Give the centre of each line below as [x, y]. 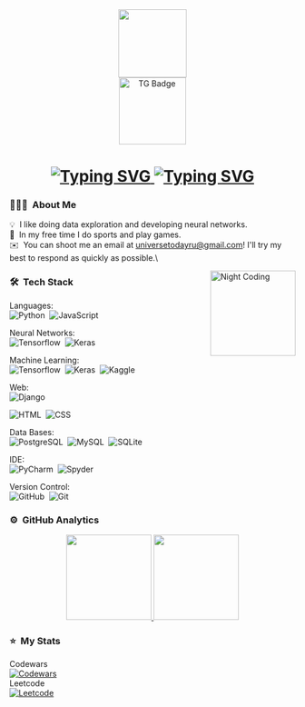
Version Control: [40, 486]
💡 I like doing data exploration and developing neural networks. [128, 224]
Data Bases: [32, 432]
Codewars [29, 664]
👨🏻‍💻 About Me [43, 205]
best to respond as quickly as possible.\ [84, 258]
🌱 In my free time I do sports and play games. [95, 234]
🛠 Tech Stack [42, 283]
